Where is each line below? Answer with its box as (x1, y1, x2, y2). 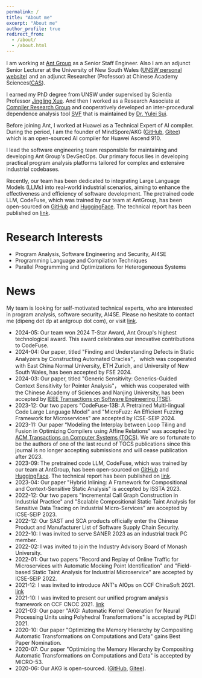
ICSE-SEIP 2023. (14, 511, 57, 518)
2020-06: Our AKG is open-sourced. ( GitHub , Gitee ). (14, 665, 147, 672)
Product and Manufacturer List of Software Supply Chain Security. (14, 523, 180, 531)
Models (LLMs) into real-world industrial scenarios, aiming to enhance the (6, 184, 190, 191)
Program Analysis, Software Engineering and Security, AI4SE (14, 250, 167, 257)
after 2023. (14, 453, 43, 460)
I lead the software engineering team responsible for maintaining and (6, 146, 178, 153)
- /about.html (11, 43, 47, 49)
